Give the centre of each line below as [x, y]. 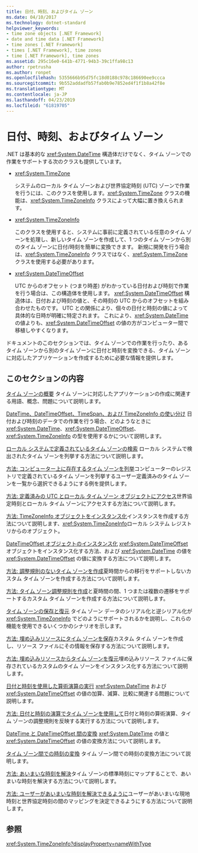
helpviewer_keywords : [33, 28]
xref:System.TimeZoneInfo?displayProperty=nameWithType [79, 844]
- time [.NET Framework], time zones [53, 56]
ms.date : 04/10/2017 [32, 17]
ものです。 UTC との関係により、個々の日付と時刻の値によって [111, 308]
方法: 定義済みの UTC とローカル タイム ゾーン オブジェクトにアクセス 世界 [97, 496]
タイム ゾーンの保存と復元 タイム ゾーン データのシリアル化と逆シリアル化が [99, 611]
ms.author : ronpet [29, 72]
